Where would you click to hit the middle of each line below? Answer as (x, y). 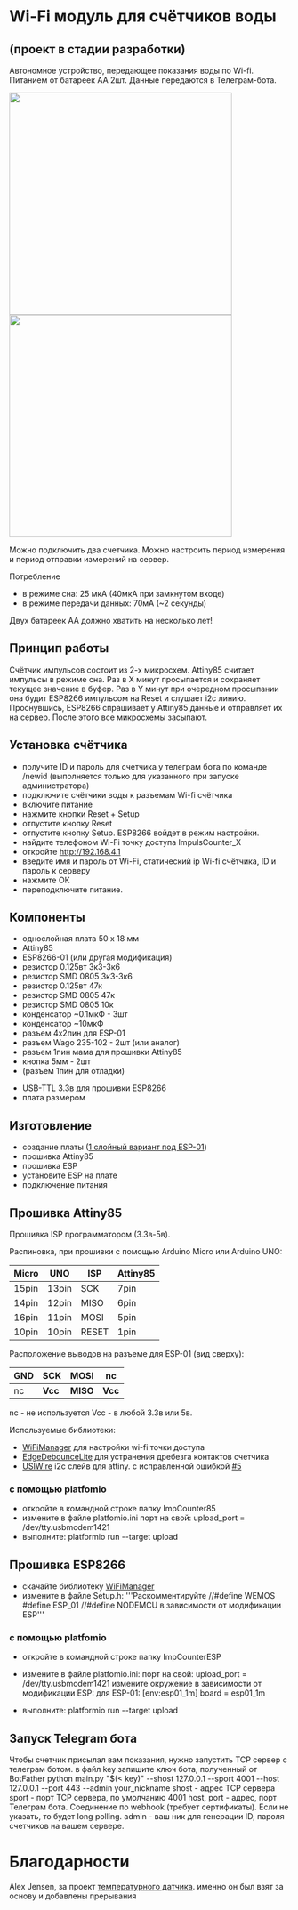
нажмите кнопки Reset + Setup (81, 814)
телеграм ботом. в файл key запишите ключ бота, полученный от (133, 1769)
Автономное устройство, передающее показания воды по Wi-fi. (132, 70)
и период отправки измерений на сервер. (89, 559)
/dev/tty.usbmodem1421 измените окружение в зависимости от (142, 1684)
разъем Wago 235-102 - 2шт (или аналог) (101, 1043)
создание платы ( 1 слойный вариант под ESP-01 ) (114, 1147)
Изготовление (50, 1126)
